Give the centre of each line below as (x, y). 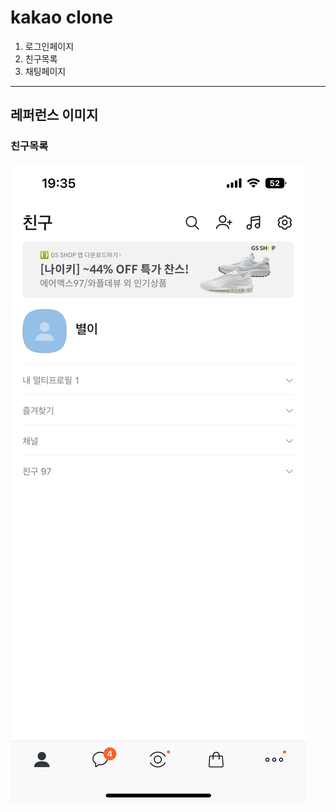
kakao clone (62, 17)
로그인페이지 (49, 46)
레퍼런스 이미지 (54, 115)
